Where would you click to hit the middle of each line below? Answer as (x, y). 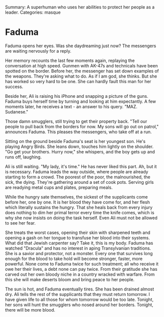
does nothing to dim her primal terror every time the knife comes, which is (80, 212)
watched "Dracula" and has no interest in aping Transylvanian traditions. (78, 248)
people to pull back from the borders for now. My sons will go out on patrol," (82, 126)
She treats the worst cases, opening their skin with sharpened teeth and (78, 232)
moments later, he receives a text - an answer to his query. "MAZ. (71, 106)
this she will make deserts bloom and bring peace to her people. (70, 279)
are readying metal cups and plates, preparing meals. (59, 187)
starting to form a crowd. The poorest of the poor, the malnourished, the (78, 177)
